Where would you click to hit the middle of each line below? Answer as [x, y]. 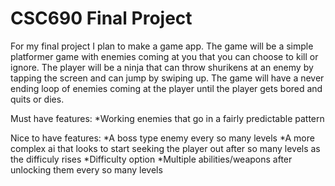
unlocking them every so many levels [86, 169]
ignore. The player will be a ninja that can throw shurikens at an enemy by [162, 67]
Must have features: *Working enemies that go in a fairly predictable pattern [167, 118]
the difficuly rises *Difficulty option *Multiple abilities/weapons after [151, 159]
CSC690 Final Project [101, 18]
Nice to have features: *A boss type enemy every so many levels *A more [162, 138]
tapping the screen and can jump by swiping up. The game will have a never [167, 78]
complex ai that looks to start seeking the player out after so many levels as [165, 148]
